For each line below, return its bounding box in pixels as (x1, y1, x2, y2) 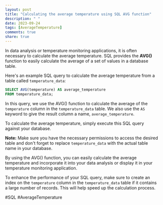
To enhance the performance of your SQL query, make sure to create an (5, 174, 150, 180)
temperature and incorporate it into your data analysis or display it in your (5, 160, 153, 166)
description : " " (5, 16, 41, 21)
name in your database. (5, 145, 53, 151)
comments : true (5, 30, 36, 35)
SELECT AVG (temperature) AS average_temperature (5, 87, 106, 92)
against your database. (5, 125, 51, 131)
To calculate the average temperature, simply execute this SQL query (5, 120, 144, 126)
